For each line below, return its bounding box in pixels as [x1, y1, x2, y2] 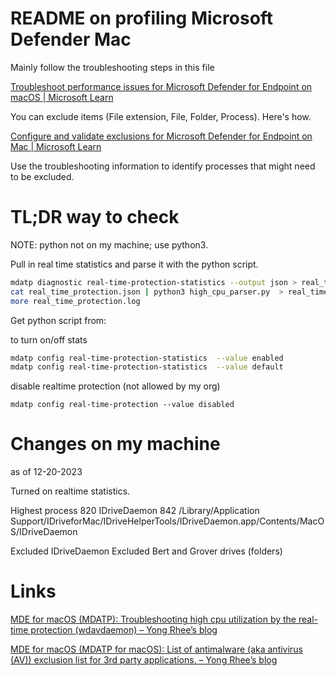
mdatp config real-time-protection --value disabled [10, 400, 235, 410]
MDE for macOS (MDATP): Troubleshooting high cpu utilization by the [10, 613, 297, 626]
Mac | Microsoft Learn [10, 140, 102, 152]
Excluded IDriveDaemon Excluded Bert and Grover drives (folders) [10, 545, 283, 557]
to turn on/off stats [10, 333, 88, 346]
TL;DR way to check [10, 206, 180, 229]
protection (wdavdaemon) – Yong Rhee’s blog [30, 624, 218, 636]
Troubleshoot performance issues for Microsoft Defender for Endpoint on [10, 80, 313, 92]
